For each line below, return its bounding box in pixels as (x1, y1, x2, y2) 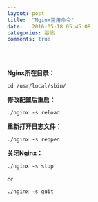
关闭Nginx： (7, 149, 43, 157)
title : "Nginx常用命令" (7, 17, 75, 23)
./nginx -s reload (7, 110, 60, 117)
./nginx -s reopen (7, 136, 60, 143)
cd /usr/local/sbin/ (7, 83, 67, 90)
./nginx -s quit (7, 188, 54, 195)
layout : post (7, 10, 45, 17)
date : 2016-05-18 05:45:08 (7, 23, 91, 30)
